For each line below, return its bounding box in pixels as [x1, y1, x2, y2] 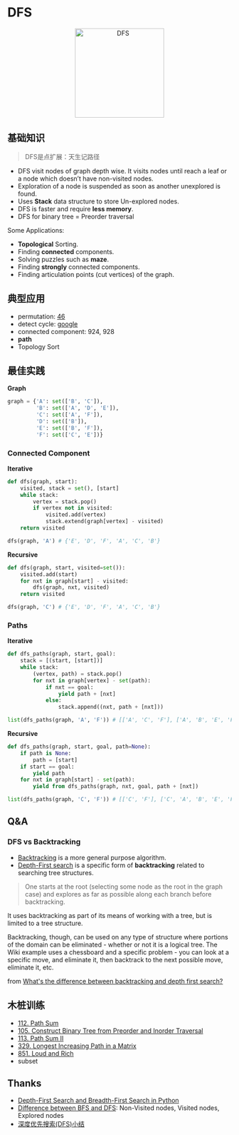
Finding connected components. [17, 247, 115, 256]
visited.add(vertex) [45, 511, 107, 518]
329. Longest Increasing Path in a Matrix [17, 1041, 137, 1050]
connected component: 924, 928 [17, 327, 115, 336]
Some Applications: [7, 226, 65, 234]
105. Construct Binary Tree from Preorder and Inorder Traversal [17, 1026, 203, 1035]
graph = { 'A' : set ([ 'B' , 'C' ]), [7, 398, 103, 405]
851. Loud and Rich [17, 1049, 74, 1057]
